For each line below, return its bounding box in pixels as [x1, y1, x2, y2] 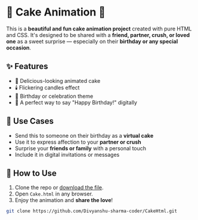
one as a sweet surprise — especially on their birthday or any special [6, 38, 178, 45]
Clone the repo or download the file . [14, 184, 104, 191]
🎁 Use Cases [6, 116, 54, 126]
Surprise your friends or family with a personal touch [14, 144, 147, 151]
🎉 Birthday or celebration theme [14, 92, 94, 100]
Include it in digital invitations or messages [14, 151, 120, 158]
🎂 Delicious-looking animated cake [14, 77, 101, 84]
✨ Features [6, 61, 48, 72]
